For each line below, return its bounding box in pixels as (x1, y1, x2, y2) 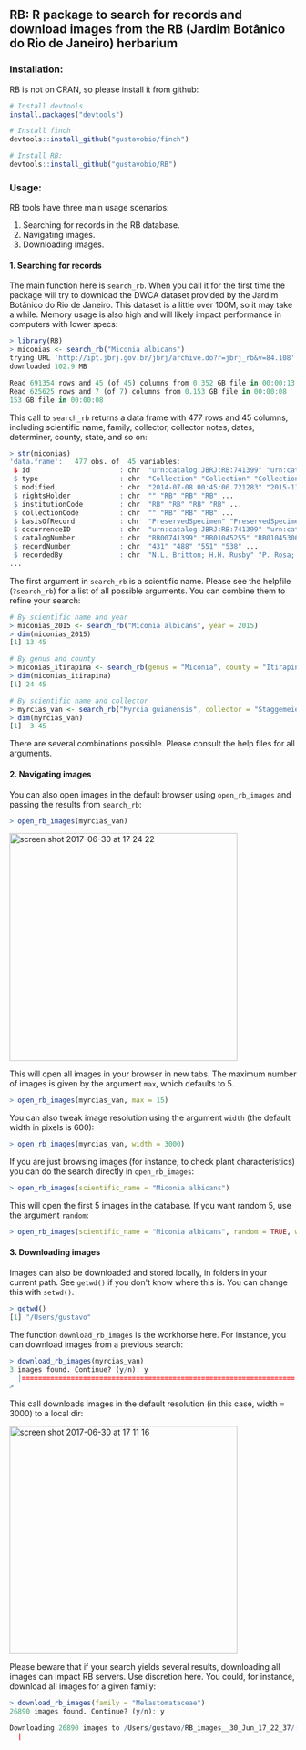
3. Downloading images (9, 1247, 101, 1258)
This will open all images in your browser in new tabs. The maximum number (9, 1068, 297, 1079)
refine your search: (9, 594, 81, 605)
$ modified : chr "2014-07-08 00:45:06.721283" (13, 483, 262, 492)
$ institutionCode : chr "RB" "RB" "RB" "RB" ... (13, 499, 243, 509)
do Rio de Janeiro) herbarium (9, 36, 178, 51)
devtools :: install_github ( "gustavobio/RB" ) (9, 160, 178, 170)
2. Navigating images (9, 768, 92, 779)
